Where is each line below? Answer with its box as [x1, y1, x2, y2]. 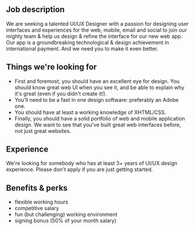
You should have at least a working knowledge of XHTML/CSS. [14, 108, 166, 116]
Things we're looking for [6, 62, 97, 72]
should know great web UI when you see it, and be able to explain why [14, 84, 185, 91]
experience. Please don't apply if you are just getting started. [6, 166, 153, 173]
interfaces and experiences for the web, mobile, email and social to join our [6, 26, 187, 33]
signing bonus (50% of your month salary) [14, 217, 117, 224]
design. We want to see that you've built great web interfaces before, [14, 121, 181, 128]
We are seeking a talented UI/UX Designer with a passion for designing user [6, 20, 189, 27]
